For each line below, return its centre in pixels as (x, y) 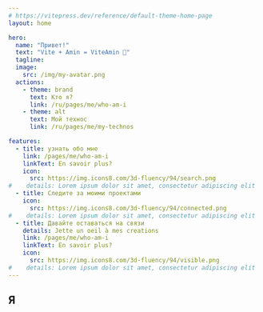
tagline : (30, 60)
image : (26, 68)
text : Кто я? (51, 97)
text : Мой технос (58, 120)
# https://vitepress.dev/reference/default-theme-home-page (111, 16)
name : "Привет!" (42, 45)
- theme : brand (48, 90)
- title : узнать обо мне (57, 149)
